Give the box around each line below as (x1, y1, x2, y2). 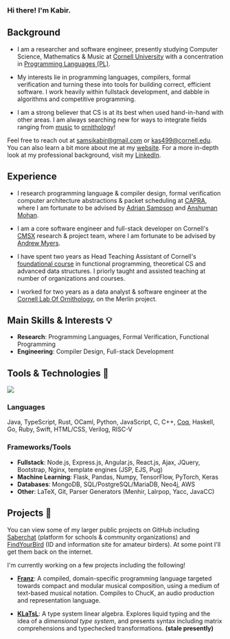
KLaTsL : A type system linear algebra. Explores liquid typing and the (16, 609, 211, 618)
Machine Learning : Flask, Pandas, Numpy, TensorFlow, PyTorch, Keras (16, 473, 218, 481)
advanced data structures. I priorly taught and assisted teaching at (16, 267, 206, 275)
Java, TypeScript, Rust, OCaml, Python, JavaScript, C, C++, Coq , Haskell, (7, 418, 215, 426)
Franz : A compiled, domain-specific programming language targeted (16, 574, 212, 583)
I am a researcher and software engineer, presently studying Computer (16, 45, 218, 53)
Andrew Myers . (16, 239, 60, 247)
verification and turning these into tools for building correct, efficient (16, 80, 211, 88)
